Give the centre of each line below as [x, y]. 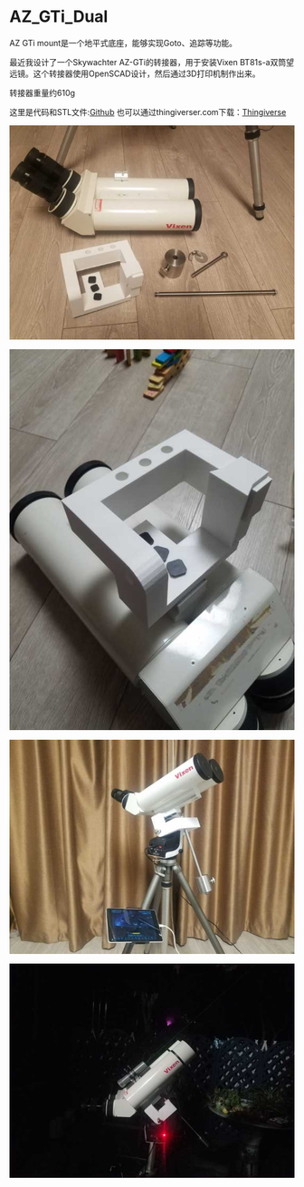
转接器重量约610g [42, 92]
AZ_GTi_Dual [59, 17]
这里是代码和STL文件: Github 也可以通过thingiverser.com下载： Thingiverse [148, 112]
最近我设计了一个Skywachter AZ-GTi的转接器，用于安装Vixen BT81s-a [140, 62]
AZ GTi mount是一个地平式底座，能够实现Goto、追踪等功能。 [123, 43]
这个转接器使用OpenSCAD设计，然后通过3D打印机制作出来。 [147, 73]
